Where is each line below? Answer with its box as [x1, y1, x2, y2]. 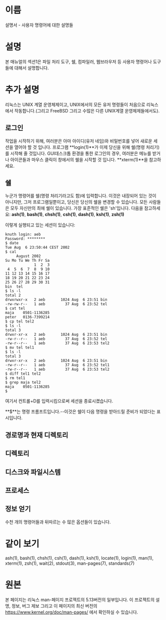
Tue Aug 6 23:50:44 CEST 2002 [5, 245, 70, 250]
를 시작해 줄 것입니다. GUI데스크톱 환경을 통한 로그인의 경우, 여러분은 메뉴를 [5, 150, 152, 156]
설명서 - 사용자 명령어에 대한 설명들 [5, 22, 73, 28]
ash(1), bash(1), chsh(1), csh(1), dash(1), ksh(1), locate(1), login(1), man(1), [5, 555, 154, 561]
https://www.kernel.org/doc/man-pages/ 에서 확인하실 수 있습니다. [5, 609, 138, 615]
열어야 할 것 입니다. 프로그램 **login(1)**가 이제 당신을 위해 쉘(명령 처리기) [14, 144, 160, 150]
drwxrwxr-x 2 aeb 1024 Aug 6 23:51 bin [5, 297, 108, 303]
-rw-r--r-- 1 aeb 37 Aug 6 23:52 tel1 [5, 363, 110, 368]
